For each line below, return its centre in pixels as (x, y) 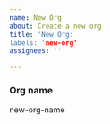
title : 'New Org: (42, 34)
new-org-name (37, 110)
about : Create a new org (55, 26)
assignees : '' (36, 51)
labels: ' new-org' (43, 43)
